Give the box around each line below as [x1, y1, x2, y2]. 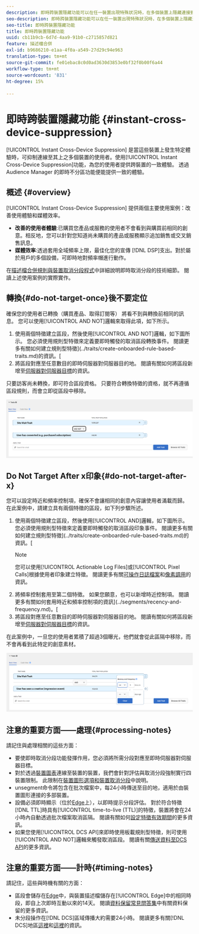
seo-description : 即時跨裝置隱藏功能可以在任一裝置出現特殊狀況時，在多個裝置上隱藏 [6, 15, 192, 22]
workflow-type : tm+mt [6, 66, 60, 72]
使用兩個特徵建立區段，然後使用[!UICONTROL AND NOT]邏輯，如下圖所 [14, 330, 191, 337]
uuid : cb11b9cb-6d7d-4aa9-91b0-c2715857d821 [6, 34, 118, 41]
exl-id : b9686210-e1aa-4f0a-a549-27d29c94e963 [6, 47, 123, 53]
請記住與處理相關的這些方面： [6, 742, 79, 749]
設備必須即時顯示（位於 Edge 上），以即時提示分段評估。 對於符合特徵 [14, 799, 182, 806]
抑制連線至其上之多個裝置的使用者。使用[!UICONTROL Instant [26, 154, 178, 161]
